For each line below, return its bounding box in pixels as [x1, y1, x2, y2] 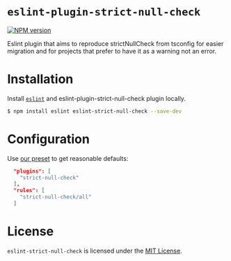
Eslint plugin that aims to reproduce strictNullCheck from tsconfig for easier [7, 39, 224, 47]
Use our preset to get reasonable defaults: [7, 154, 129, 162]
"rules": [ [13, 187, 45, 194]
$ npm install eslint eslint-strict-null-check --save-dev [7, 107, 182, 115]
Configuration [7, 131, 90, 147]
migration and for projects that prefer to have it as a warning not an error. [7, 47, 217, 55]
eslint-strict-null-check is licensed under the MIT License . [7, 246, 182, 255]
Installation [7, 72, 74, 87]
